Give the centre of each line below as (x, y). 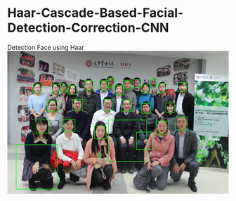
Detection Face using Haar (46, 47)
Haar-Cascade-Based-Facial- (96, 13)
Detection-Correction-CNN (88, 28)
